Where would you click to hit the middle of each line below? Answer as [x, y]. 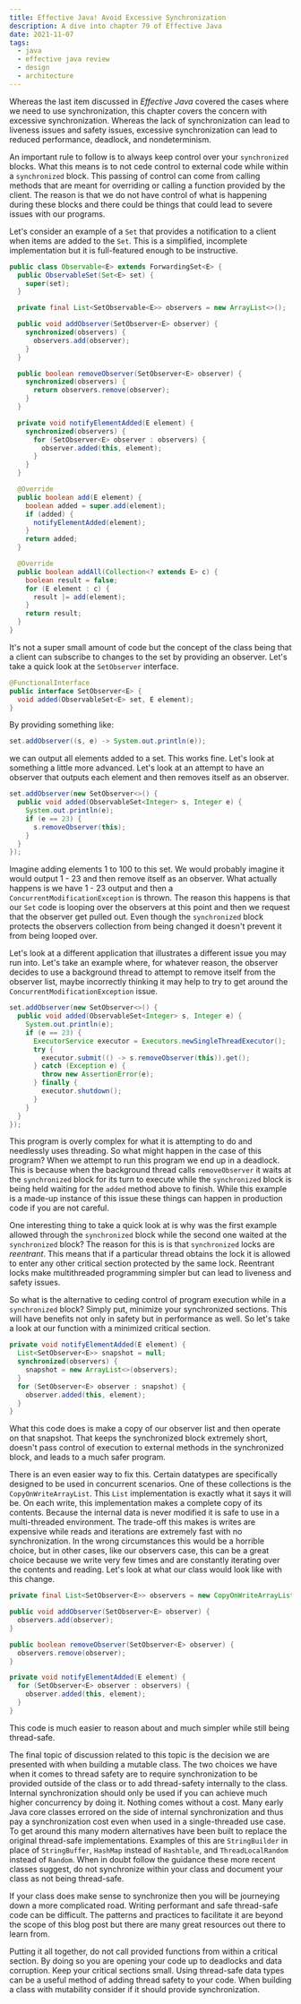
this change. [32, 1579]
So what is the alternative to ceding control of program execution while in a [148, 1300]
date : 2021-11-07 [42, 34]
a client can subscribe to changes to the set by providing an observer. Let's [149, 657]
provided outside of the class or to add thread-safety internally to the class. [149, 1783]
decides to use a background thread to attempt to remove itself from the [142, 972]
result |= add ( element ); [79, 597]
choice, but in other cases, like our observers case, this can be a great [139, 1551]
